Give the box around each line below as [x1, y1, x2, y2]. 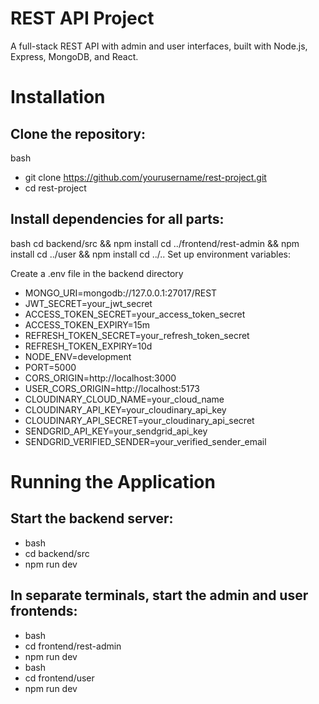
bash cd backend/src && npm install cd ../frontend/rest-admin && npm [10, 237, 300, 249]
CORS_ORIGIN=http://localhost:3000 [24, 372, 177, 384]
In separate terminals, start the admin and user [10, 587, 309, 604]
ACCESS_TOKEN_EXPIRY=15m [24, 318, 150, 331]
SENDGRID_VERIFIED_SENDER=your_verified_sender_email [24, 435, 267, 447]
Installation [10, 86, 106, 109]
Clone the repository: [10, 125, 146, 142]
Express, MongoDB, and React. [10, 50, 139, 62]
